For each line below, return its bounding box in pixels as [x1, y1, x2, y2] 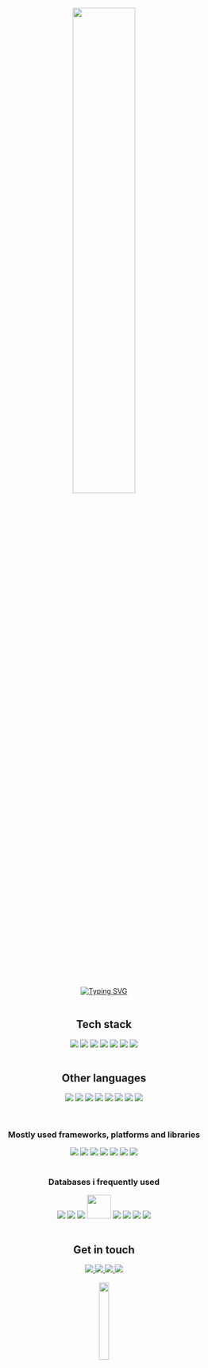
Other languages [61, 1072, 147, 1085]
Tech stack [76, 1018, 132, 1031]
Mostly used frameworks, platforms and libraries [7, 1129, 201, 1140]
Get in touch [73, 1243, 135, 1257]
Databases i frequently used [48, 1176, 160, 1187]
